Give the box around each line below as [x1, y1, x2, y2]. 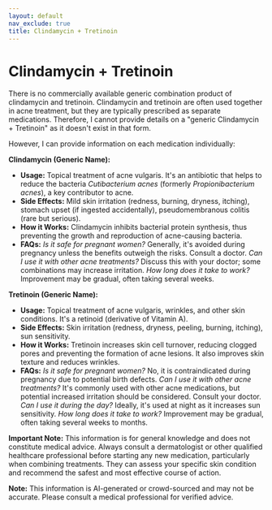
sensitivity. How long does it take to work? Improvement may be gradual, [19, 409, 264, 419]
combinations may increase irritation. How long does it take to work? [19, 266, 250, 275]
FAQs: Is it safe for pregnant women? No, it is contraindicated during [19, 366, 251, 376]
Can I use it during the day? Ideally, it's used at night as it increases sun [19, 400, 261, 410]
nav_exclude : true [8, 19, 71, 28]
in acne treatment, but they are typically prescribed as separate [8, 106, 221, 116]
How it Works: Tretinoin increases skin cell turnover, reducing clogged [19, 340, 257, 350]
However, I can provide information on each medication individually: [8, 139, 235, 149]
